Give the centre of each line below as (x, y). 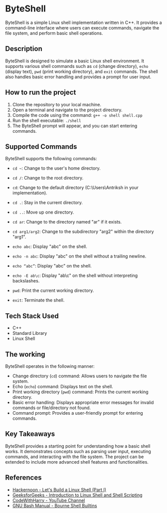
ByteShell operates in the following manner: (50, 366)
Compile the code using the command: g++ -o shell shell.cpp (78, 115)
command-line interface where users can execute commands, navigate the (82, 27)
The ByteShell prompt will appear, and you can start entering (75, 126)
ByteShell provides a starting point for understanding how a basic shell (78, 446)
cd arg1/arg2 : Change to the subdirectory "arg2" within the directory (83, 232)
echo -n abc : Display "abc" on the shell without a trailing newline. (79, 256)
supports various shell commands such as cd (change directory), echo (77, 66)
